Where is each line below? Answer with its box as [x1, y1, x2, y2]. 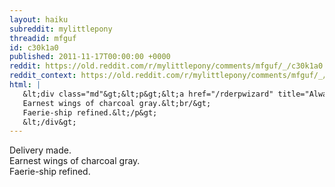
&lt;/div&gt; [22, 117, 77, 127]
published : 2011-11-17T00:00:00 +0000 [9, 52, 171, 62]
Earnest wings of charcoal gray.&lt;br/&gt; [22, 98, 212, 108]
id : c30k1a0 [9, 42, 59, 53]
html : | [9, 80, 42, 90]
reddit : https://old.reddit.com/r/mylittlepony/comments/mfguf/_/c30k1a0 [9, 61, 324, 71]
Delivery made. [9, 144, 72, 156]
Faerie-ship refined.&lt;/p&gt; [22, 107, 158, 118]
